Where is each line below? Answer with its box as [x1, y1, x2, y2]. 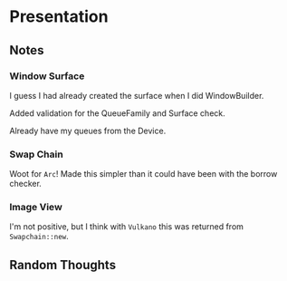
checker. [9, 179, 43, 189]
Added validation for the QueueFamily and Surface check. [9, 107, 226, 119]
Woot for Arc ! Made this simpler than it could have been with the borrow [9, 169, 278, 179]
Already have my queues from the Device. [9, 125, 167, 136]
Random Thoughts [9, 257, 116, 273]
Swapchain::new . [9, 231, 70, 242]
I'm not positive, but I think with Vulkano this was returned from [9, 221, 244, 232]
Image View [9, 201, 63, 214]
